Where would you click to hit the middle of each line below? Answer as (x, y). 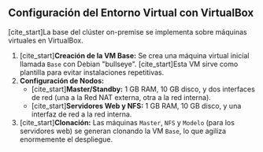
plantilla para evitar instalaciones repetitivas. (92, 72)
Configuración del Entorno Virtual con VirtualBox (131, 13)
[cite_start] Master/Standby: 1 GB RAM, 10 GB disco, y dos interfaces (143, 89)
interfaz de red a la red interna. (81, 114)
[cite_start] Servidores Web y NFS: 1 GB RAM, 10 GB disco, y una (136, 106)
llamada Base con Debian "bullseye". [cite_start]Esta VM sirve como (129, 64)
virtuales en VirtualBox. (46, 40)
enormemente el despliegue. (66, 139)
